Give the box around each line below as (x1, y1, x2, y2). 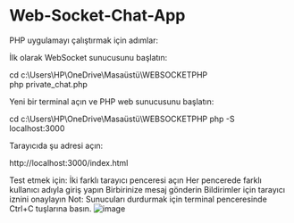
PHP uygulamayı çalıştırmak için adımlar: (9, 35, 159, 45)
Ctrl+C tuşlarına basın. (9, 202, 92, 214)
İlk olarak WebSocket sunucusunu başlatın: (9, 52, 168, 62)
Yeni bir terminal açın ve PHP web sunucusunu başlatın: (9, 95, 214, 107)
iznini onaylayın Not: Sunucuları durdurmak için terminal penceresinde (9, 194, 268, 204)
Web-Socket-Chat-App (9, 5, 186, 26)
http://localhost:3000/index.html (9, 157, 129, 168)
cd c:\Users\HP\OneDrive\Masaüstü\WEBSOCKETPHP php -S (9, 113, 235, 124)
